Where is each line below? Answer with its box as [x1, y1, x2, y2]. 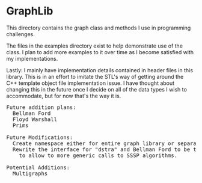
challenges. [6, 30, 35, 37]
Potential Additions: [6, 164, 70, 171]
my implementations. [6, 55, 58, 62]
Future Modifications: [6, 134, 73, 141]
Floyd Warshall [12, 116, 57, 123]
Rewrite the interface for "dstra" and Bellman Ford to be [12, 146, 191, 153]
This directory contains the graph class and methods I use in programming [6, 24, 191, 31]
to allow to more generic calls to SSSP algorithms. [19, 152, 178, 159]
